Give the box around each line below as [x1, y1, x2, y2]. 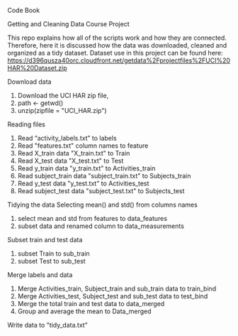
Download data [7, 77, 52, 86]
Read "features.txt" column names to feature [17, 141, 149, 150]
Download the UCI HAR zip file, [17, 92, 109, 99]
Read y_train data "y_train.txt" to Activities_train [17, 164, 156, 173]
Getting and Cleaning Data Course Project [7, 20, 130, 28]
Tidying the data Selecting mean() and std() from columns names [7, 200, 198, 209]
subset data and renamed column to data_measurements [17, 222, 184, 230]
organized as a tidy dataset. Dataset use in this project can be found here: [7, 49, 223, 57]
